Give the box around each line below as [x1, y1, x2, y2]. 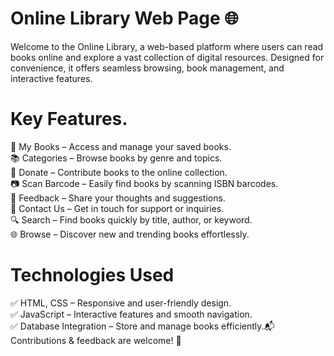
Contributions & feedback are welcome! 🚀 [10, 334, 182, 346]
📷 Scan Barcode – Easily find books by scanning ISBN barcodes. [10, 177, 279, 189]
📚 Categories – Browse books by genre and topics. [10, 152, 223, 164]
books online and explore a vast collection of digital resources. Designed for [10, 51, 325, 63]
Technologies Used [10, 264, 175, 287]
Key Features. [10, 108, 128, 131]
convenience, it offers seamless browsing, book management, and [10, 62, 285, 74]
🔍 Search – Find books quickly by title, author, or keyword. [10, 213, 253, 226]
